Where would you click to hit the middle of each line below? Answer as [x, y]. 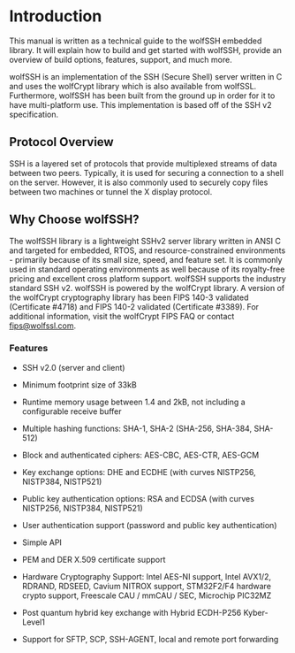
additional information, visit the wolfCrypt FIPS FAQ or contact [122, 316]
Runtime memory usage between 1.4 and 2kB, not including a [133, 402]
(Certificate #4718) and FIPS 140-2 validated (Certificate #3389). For [134, 306]
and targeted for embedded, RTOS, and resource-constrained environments [147, 250]
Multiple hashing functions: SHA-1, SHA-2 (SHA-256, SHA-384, [137, 428]
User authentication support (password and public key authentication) [149, 525]
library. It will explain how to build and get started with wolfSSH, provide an [146, 50]
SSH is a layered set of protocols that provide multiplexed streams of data [143, 163]
